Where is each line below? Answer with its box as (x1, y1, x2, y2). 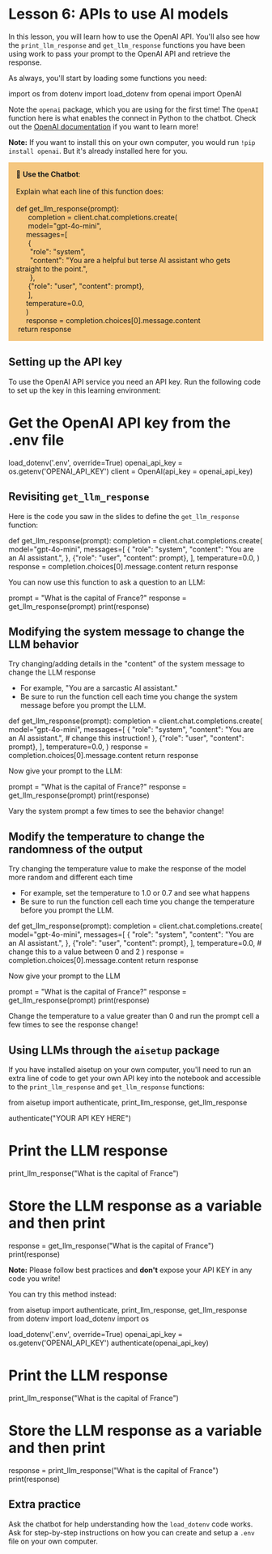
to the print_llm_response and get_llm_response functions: (8, 1082, 205, 1092)
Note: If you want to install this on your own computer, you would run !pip (8, 137, 256, 147)
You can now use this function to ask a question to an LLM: (8, 577, 206, 587)
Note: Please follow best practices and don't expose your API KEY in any (8, 1265, 253, 1275)
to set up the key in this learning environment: (8, 385, 161, 395)
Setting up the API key (8, 356, 123, 369)
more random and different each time (8, 872, 134, 883)
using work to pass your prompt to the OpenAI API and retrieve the (8, 49, 231, 58)
